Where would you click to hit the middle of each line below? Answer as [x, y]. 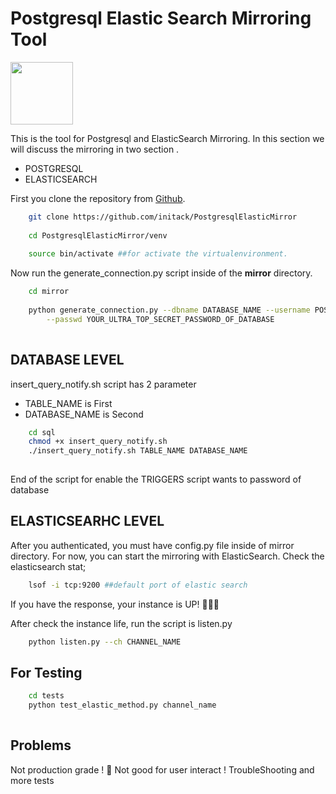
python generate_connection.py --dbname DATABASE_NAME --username [169, 310]
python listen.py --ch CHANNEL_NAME [105, 642]
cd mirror [49, 292]
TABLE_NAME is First [68, 403]
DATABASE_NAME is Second [84, 414]
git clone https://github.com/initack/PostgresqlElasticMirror [163, 217]
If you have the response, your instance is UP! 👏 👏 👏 [115, 604]
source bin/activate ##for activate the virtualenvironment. [158, 254]
